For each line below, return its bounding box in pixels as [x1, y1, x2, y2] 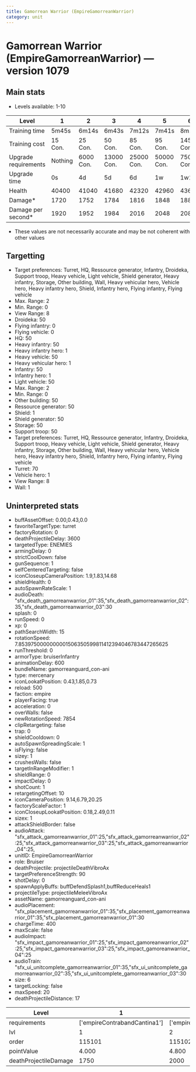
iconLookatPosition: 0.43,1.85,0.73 [14, 678, 97, 685]
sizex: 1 [14, 815, 33, 822]
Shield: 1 [14, 409, 35, 416]
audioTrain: [14, 957, 42, 965]
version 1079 [6, 64, 70, 77]
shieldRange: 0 [14, 771, 51, 778]
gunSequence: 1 [14, 560, 54, 567]
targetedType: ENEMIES [14, 542, 73, 549]
